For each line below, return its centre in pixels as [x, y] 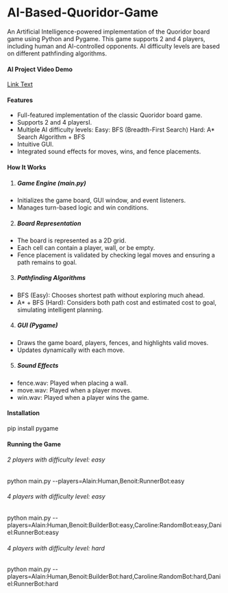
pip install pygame [33, 428]
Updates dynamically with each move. [71, 350]
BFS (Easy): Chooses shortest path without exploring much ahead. [111, 295]
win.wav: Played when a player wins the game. [83, 397]
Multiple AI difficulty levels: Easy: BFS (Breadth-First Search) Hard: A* [116, 130]
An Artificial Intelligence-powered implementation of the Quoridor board [109, 31]
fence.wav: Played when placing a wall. [73, 383]
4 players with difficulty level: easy [56, 496]
